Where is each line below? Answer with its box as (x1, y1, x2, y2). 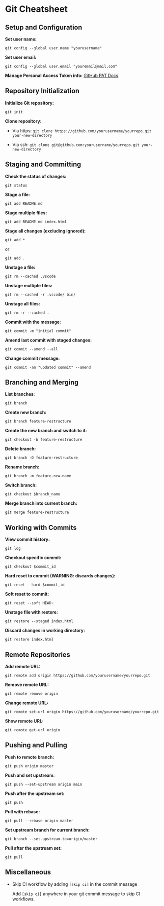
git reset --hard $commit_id (5, 582, 65, 588)
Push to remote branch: (5, 754, 55, 760)
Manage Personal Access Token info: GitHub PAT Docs (5, 73, 119, 78)
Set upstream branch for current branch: (5, 827, 90, 832)
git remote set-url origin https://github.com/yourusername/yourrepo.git (5, 710, 160, 715)
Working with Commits (5, 523, 77, 531)
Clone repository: (5, 118, 42, 124)
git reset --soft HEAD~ (5, 601, 54, 605)
